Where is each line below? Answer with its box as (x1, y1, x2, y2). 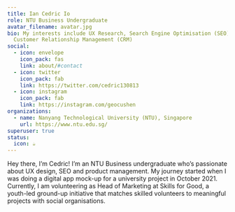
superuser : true (7, 127, 55, 134)
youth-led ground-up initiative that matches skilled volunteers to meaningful (7, 190, 226, 198)
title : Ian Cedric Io (7, 10, 71, 17)
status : (7, 134, 30, 141)
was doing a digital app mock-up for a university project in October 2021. (7, 174, 218, 183)
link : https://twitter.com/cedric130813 (20, 82, 139, 89)
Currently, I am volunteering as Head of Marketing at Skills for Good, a (7, 182, 210, 190)
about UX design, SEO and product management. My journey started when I (7, 167, 227, 176)
